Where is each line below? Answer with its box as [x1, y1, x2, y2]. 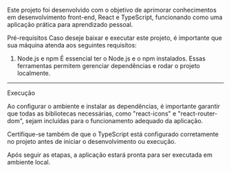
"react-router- [177, 109, 218, 118]
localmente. [16, 69, 51, 77]
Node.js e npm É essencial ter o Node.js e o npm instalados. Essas [16, 54, 206, 63]
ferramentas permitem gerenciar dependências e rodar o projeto [16, 62, 201, 69]
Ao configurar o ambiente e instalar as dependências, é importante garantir [7, 103, 221, 110]
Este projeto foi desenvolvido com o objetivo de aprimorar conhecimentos [7, 6, 217, 14]
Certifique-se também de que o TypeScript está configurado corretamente [7, 130, 219, 138]
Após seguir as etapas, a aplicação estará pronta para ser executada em [7, 151, 213, 159]
